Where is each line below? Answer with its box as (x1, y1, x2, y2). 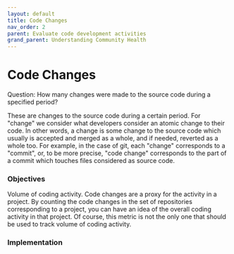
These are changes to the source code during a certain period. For (7, 111, 201, 120)
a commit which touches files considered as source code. (7, 157, 175, 165)
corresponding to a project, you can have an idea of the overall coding (7, 205, 211, 214)
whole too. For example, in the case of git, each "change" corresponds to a (7, 142, 226, 150)
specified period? (7, 98, 58, 107)
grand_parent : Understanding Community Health (7, 37, 147, 44)
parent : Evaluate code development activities (7, 30, 147, 37)
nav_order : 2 (7, 23, 46, 30)
